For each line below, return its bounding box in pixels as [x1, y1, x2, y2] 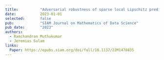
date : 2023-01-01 [5, 12, 62, 16]
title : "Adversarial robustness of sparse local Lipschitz [5, 7, 147, 12]
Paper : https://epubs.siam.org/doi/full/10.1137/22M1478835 [9, 47, 134, 52]
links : [5, 43, 19, 48]
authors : [5, 30, 23, 34]
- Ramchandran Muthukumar [9, 34, 62, 39]
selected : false [5, 16, 51, 21]
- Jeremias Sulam [9, 39, 45, 44]
